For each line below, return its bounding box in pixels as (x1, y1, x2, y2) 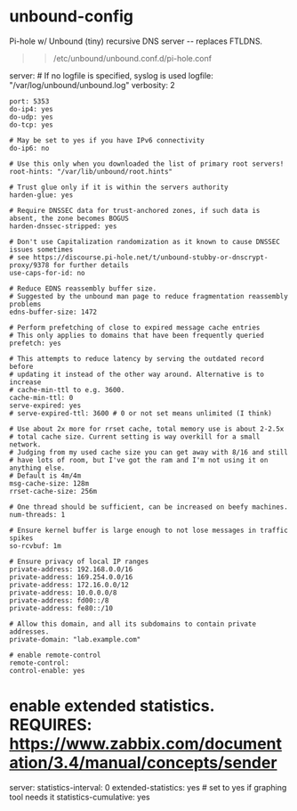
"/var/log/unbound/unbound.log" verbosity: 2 (9, 79, 175, 90)
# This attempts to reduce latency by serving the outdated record (9, 354, 265, 363)
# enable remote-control (9, 651, 101, 659)
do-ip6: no (9, 143, 50, 152)
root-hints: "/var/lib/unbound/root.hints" (9, 167, 173, 176)
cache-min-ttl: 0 (9, 393, 74, 402)
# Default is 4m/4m (9, 471, 82, 480)
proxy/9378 (9, 260, 50, 269)
